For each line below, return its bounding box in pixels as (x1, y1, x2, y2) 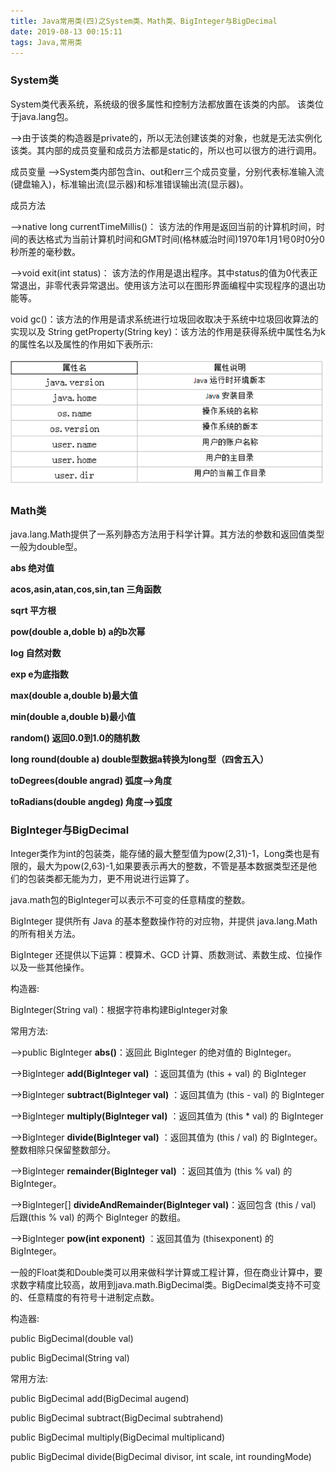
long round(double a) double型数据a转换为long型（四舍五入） (10, 753, 269, 765)
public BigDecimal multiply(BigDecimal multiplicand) (10, 1431, 226, 1444)
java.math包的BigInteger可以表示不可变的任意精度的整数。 (10, 894, 251, 906)
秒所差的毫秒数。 (10, 245, 81, 257)
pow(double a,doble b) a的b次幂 (10, 626, 146, 638)
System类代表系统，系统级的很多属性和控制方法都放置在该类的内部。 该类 (10, 98, 316, 110)
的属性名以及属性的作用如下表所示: (10, 338, 154, 350)
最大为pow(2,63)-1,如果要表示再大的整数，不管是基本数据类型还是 (36, 860, 309, 872)
